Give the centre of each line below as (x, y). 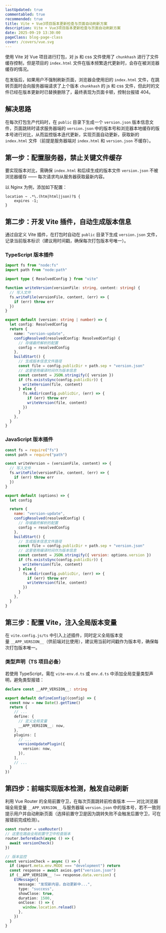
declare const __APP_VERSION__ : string (46, 689)
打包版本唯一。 (24, 648)
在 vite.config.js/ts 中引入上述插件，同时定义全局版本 (62, 635)
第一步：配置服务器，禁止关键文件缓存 (63, 157)
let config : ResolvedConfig (39, 325)
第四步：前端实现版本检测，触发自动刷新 (67, 788)
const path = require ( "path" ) (36, 455)
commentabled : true (25, 14)
